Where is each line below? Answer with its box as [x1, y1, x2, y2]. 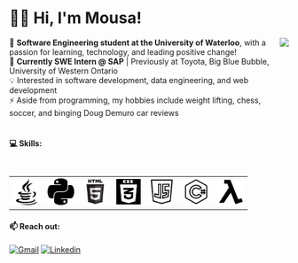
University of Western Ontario [9, 66, 118, 76]
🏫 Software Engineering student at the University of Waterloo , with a [9, 37, 266, 48]
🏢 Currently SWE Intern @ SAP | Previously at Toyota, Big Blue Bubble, [9, 56, 270, 66]
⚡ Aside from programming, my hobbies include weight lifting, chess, [9, 95, 262, 105]
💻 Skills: [9, 137, 43, 149]
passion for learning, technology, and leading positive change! [9, 46, 237, 57]
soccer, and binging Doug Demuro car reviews [9, 107, 179, 118]
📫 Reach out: [9, 220, 60, 231]
